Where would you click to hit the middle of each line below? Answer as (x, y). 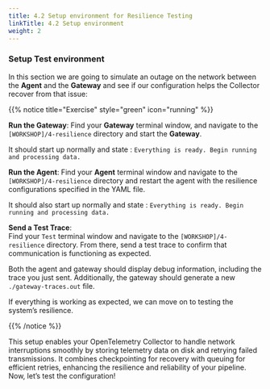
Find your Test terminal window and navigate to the (93, 236)
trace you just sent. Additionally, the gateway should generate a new (122, 277)
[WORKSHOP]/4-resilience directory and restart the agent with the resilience (133, 180)
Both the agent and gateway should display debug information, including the (135, 269)
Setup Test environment (56, 59)
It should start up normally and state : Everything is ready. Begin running (133, 149)
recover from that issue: (48, 94)
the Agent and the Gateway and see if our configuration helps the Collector (134, 85)
